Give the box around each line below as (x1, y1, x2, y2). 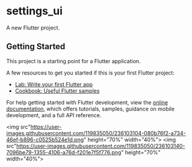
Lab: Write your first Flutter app (14, 80, 93, 88)
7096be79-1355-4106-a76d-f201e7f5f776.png (6, 148, 122, 156)
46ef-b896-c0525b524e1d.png (6, 136, 84, 143)
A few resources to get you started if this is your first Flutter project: (6, 69, 175, 76)
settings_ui (6, 4, 63, 18)
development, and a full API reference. (6, 111, 102, 118)
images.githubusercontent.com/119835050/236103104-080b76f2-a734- (6, 129, 186, 136)
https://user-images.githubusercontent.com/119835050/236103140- (16, 142, 185, 150)
